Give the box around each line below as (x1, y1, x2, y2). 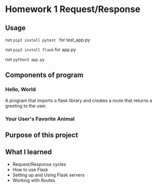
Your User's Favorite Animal (5, 115, 75, 122)
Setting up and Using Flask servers (12, 172, 85, 178)
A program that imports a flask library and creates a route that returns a (5, 97, 152, 104)
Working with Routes (12, 177, 55, 183)
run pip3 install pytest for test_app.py (5, 37, 90, 43)
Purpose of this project (5, 131, 78, 139)
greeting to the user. (5, 103, 47, 109)
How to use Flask (12, 166, 48, 172)
